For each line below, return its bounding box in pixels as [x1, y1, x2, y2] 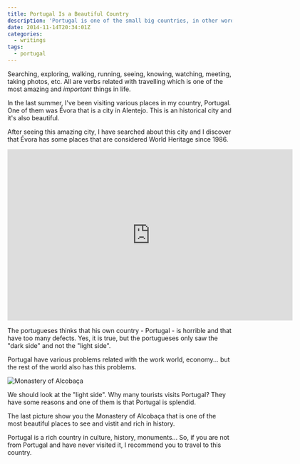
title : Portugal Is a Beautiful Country [7, 10, 130, 18]
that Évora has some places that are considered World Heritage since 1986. [7, 135, 229, 143]
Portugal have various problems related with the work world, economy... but [7, 355, 230, 364]
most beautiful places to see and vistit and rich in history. [7, 419, 175, 428]
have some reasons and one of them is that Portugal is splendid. [7, 398, 196, 406]
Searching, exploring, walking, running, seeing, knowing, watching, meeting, [7, 69, 232, 78]
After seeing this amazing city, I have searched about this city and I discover [7, 127, 232, 136]
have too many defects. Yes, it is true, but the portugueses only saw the [7, 334, 219, 342]
